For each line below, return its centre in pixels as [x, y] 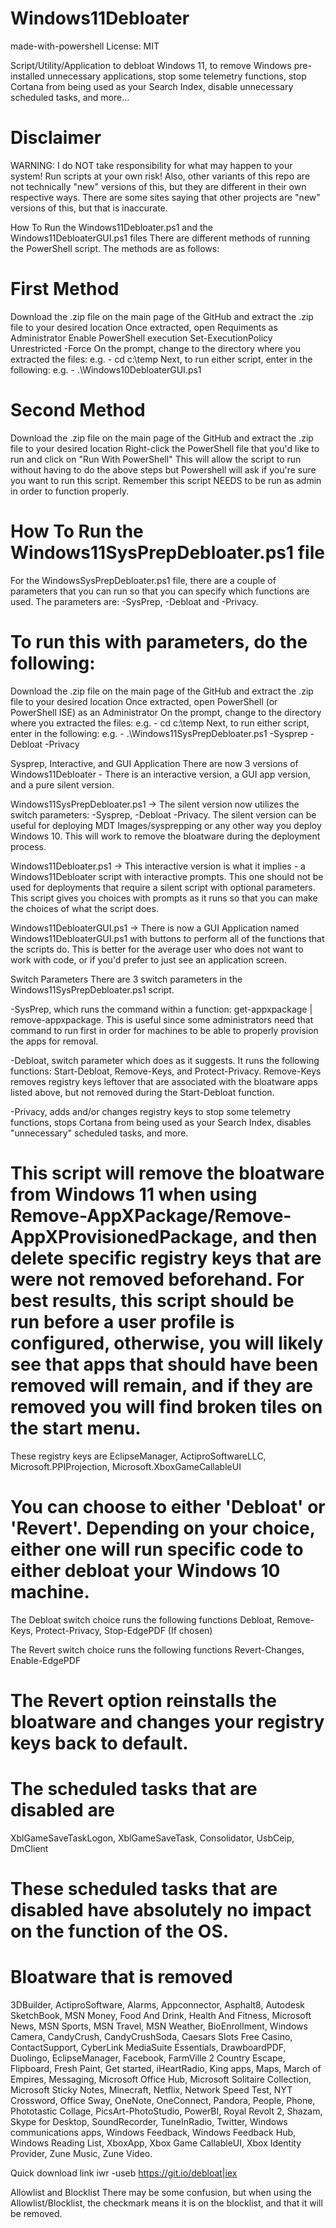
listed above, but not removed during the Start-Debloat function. [142, 1092]
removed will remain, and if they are [161, 1385]
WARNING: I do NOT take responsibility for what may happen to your [151, 165]
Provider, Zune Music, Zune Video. [81, 2153]
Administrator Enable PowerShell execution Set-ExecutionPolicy [141, 338]
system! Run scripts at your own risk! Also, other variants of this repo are [160, 176]
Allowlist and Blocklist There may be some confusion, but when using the [161, 2192]
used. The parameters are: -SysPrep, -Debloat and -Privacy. [134, 601]
